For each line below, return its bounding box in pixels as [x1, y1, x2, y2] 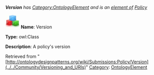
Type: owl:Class [5, 34, 39, 40]
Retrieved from [5, 53, 37, 59]
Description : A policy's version [5, 44, 71, 50]
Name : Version [20, 24, 52, 30]
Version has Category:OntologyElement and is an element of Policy [5, 5, 147, 10]
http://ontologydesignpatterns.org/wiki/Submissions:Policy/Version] [7, 59, 149, 65]
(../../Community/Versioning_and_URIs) [5, 64, 86, 70]
